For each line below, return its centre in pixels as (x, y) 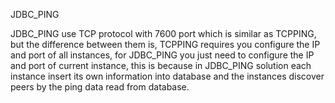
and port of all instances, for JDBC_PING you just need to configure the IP (162, 55)
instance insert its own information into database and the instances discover (167, 76)
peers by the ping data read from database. (100, 87)
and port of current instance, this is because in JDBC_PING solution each (161, 65)
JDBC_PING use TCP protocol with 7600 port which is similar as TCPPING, (163, 33)
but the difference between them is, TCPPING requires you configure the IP (165, 44)
